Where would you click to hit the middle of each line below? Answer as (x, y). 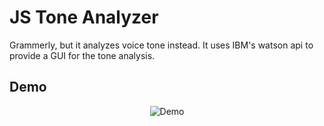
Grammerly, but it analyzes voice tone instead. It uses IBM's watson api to (161, 45)
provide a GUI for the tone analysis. (82, 55)
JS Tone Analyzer (84, 17)
